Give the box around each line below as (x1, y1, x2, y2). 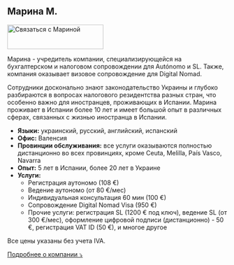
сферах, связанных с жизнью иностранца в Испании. (7, 113, 167, 121)
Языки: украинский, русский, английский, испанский (17, 126, 178, 135)
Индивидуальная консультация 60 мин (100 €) (27, 193, 166, 201)
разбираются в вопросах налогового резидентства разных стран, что (7, 90, 217, 99)
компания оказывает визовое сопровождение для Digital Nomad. (7, 69, 203, 78)
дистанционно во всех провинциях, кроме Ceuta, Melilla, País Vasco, (17, 148, 222, 157)
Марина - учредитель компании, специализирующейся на (7, 55, 182, 63)
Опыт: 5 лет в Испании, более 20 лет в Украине (17, 164, 161, 172)
